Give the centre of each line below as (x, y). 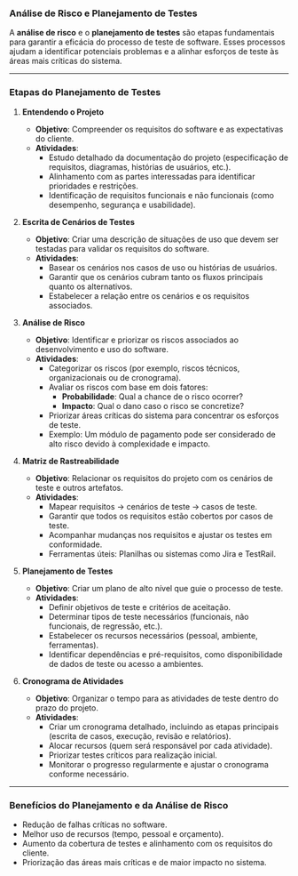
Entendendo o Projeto (63, 112)
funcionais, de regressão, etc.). (106, 626)
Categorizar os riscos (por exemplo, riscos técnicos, (144, 368)
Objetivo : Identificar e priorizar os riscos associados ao (137, 340)
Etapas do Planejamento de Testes (85, 92)
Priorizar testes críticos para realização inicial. (133, 755)
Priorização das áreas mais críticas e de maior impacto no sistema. (145, 862)
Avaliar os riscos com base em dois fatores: (128, 387)
